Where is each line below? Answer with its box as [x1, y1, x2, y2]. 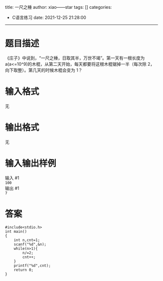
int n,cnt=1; [14, 238, 40, 243]
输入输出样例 [5, 158, 57, 169]
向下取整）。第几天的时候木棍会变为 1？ [5, 67, 82, 73]
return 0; [14, 267, 34, 272]
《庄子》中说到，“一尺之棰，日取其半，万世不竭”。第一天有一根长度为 [5, 55, 145, 61]
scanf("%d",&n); [14, 242, 47, 247]
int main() [5, 229, 27, 234]
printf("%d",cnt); [14, 263, 51, 268]
